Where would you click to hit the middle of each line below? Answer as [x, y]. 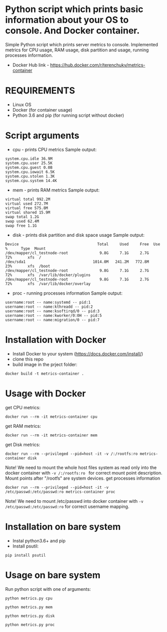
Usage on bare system [53, 575]
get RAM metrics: [23, 426]
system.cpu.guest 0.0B [29, 167]
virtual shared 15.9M [28, 212]
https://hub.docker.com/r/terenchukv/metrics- [98, 65]
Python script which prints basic [74, 9]
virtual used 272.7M [27, 204]
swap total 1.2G [22, 217]
